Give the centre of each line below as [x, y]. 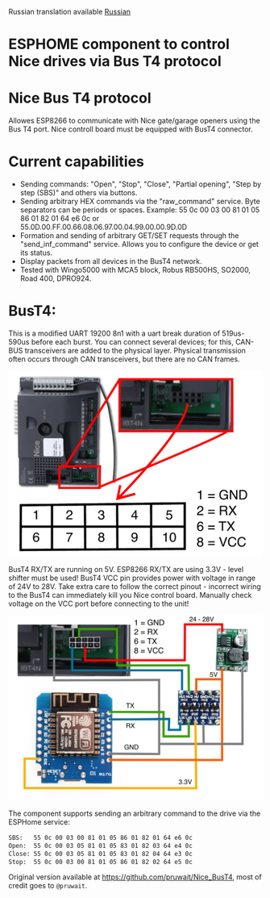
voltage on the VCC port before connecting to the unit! [99, 604]
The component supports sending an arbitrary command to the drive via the [135, 813]
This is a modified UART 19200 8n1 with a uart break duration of [114, 333]
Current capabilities [77, 162]
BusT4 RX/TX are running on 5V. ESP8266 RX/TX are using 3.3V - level [126, 569]
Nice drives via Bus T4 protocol [115, 62]
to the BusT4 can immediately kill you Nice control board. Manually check [130, 595]
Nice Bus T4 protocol [80, 98]
